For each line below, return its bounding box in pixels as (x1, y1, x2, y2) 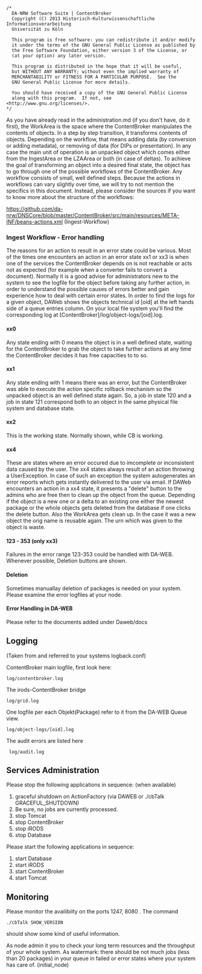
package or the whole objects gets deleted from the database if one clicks (6, 504, 191, 512)
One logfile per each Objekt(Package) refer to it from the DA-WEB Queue (6, 708, 188, 716)
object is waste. (6, 524, 46, 531)
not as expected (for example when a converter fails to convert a (6, 266, 168, 274)
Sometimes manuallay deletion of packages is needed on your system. (6, 584, 182, 592)
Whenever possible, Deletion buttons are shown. (6, 557, 127, 565)
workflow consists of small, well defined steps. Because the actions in (6, 174, 181, 181)
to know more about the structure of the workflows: (6, 194, 134, 200)
